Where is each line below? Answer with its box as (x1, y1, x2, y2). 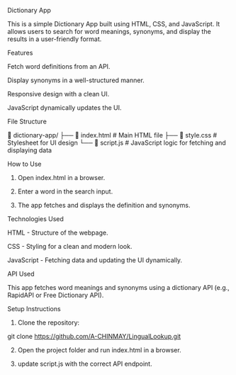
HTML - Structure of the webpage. (7, 228, 108, 237)
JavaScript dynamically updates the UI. (7, 103, 122, 112)
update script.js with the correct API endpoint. (17, 359, 152, 368)
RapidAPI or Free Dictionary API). (7, 291, 104, 299)
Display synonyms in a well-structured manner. (7, 76, 145, 84)
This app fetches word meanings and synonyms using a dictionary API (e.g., (7, 284, 230, 291)
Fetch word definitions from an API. (7, 62, 111, 70)
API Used (7, 269, 35, 278)
